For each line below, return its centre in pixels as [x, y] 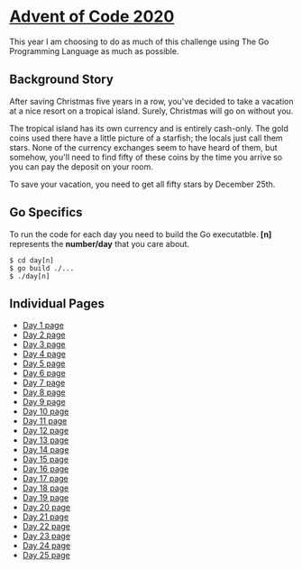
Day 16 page [46, 469]
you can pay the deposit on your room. [81, 166]
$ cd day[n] [32, 260]
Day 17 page [46, 479]
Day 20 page [46, 508]
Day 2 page [44, 335]
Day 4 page [44, 354]
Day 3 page [44, 344]
